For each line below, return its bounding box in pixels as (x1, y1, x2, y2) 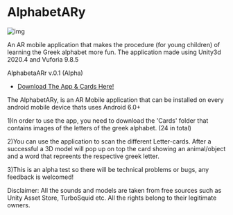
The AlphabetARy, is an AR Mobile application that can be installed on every (7, 95, 224, 104)
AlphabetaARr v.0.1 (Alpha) (7, 69, 83, 77)
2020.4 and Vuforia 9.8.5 (7, 55, 79, 63)
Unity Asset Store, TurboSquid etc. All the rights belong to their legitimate (7, 193, 217, 202)
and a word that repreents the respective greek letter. (7, 152, 159, 160)
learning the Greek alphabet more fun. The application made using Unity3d (7, 48, 222, 56)
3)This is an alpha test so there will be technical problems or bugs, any (7, 165, 209, 173)
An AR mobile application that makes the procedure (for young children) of (7, 40, 221, 49)
